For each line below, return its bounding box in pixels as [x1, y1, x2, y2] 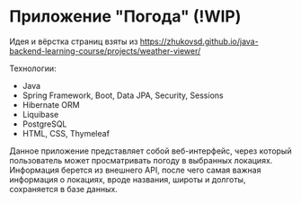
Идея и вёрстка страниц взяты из [9, 36, 138, 47]
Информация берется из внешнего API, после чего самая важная [9, 164, 261, 175]
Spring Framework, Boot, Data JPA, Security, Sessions [22, 90, 224, 101]
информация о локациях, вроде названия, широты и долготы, [9, 173, 246, 185]
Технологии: [9, 63, 57, 74]
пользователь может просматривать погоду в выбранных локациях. [9, 154, 273, 165]
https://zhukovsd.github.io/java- [139, 36, 259, 47]
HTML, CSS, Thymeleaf [22, 128, 111, 138]
